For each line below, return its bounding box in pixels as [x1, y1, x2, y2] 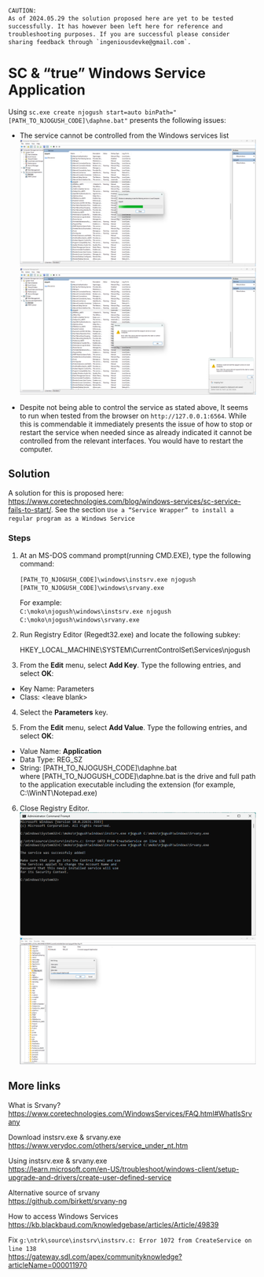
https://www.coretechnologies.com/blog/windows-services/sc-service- [8, 496, 241, 506]
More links [8, 1080, 61, 1093]
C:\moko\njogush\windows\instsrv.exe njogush [19, 607, 171, 615]
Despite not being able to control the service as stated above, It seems [19, 402, 249, 412]
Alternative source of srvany [8, 1187, 101, 1198]
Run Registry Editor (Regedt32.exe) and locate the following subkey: [19, 629, 241, 639]
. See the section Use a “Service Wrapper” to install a [50, 504, 234, 514]
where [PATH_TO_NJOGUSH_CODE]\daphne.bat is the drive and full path [19, 771, 256, 781]
